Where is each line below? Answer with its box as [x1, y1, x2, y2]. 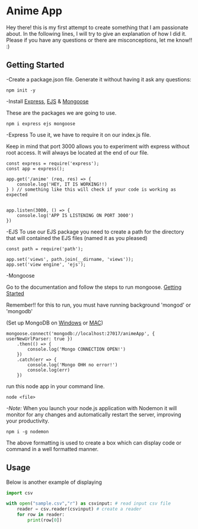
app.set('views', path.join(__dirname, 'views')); [6, 256, 134, 262]
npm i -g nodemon [6, 429, 49, 434]
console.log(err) [27, 367, 70, 373]
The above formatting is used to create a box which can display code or [6, 439, 182, 446]
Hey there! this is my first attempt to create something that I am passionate [6, 24, 189, 31]
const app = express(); [6, 165, 65, 172]
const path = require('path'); [6, 245, 84, 252]
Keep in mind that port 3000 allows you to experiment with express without [6, 143, 190, 150]
